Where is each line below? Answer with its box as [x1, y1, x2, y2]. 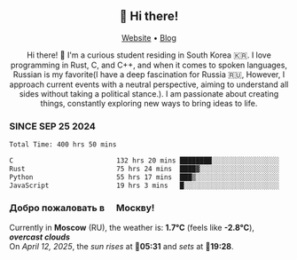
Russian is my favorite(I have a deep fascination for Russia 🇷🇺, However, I [12, 68, 285, 80]
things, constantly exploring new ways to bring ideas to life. [40, 98, 258, 108]
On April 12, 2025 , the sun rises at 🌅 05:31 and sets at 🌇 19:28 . [9, 240, 234, 251]
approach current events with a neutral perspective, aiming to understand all [9, 79, 289, 90]
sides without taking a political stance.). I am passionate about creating [19, 88, 279, 98]
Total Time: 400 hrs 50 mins [9, 140, 117, 149]
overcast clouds [9, 232, 71, 242]
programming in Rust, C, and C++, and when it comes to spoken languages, [10, 59, 288, 70]
